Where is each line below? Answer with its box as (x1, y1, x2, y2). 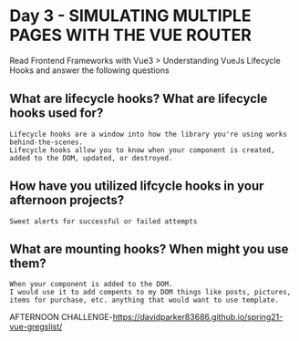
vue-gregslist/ (9, 321, 63, 333)
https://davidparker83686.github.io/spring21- (112, 312, 284, 323)
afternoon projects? (9, 192, 125, 208)
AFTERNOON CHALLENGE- (9, 312, 114, 323)
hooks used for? (9, 106, 104, 121)
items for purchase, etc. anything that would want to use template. (9, 295, 280, 305)
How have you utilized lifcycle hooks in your (9, 179, 264, 194)
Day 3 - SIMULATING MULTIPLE (9, 5, 252, 26)
